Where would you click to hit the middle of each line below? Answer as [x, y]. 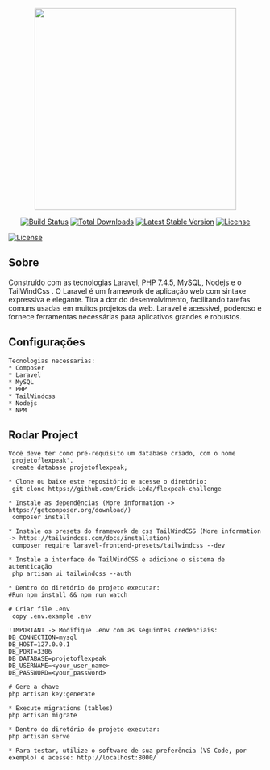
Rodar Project [44, 436]
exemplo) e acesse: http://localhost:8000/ [83, 758]
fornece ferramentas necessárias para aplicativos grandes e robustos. [125, 316]
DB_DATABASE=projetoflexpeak [57, 659]
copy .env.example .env [52, 616]
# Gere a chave [34, 687]
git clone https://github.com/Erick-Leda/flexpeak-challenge [116, 489]
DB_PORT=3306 [30, 652]
